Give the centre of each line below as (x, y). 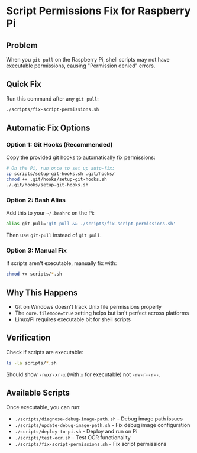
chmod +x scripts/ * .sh (34, 274)
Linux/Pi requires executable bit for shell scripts (73, 319)
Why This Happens (42, 292)
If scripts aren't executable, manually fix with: (62, 263)
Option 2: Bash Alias (36, 200)
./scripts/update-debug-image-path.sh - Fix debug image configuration (102, 425)
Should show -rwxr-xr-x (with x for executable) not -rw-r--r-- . (83, 374)
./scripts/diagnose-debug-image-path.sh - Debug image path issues (99, 419)
